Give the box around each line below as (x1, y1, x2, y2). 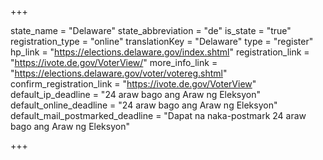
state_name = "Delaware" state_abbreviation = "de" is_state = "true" (10, 25, 292, 36)
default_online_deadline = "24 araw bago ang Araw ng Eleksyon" (10, 99, 278, 111)
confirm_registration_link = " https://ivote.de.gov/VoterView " (10, 78, 257, 90)
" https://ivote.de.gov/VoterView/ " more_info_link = (10, 57, 218, 68)
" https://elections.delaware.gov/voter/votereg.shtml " (10, 67, 228, 79)
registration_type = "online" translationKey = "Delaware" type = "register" (10, 36, 314, 47)
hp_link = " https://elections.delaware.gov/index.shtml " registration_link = (10, 46, 310, 58)
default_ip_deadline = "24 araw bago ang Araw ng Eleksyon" (10, 89, 262, 100)
